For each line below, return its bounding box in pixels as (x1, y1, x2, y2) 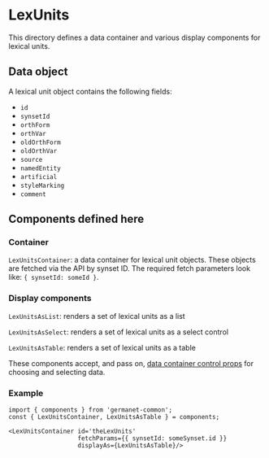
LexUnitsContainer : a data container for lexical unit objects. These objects (8, 255, 256, 265)
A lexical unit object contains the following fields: (8, 86, 172, 96)
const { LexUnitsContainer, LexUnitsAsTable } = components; (8, 413, 220, 421)
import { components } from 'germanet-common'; (8, 406, 173, 414)
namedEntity (20, 164, 61, 172)
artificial (20, 172, 58, 181)
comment (20, 190, 46, 198)
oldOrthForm (20, 138, 61, 146)
